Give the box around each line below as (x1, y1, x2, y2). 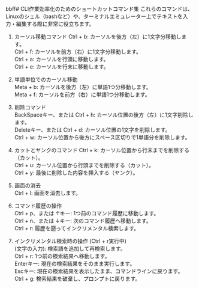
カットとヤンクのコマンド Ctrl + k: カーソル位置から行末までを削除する (14, 147, 190, 153)
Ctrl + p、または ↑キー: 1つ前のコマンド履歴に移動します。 (14, 210, 159, 216)
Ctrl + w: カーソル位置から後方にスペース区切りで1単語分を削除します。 (14, 134, 191, 141)
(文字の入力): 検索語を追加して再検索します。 (14, 245, 126, 252)
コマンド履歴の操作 (14, 202, 62, 209)
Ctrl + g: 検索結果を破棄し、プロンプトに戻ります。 (14, 275, 141, 282)
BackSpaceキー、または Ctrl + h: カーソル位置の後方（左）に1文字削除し (14, 111, 194, 118)
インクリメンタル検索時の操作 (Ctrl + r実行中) (14, 237, 127, 245)
